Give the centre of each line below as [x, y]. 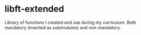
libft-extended [34, 9]
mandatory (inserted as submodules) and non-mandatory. [63, 27]
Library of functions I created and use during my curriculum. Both [70, 22]
